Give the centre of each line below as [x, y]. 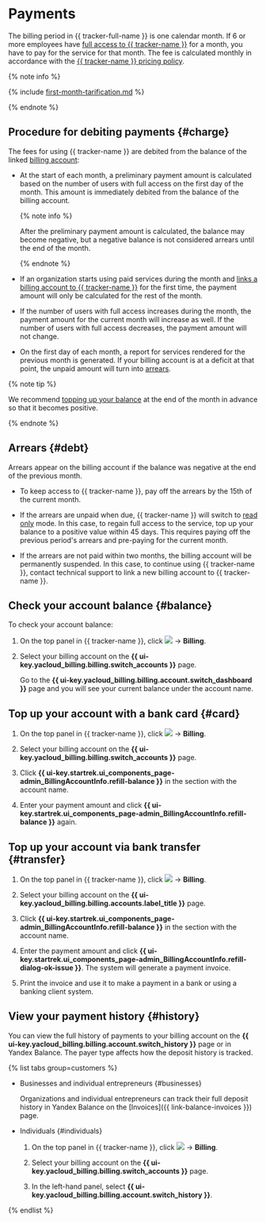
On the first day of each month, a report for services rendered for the [132, 352]
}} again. [63, 822]
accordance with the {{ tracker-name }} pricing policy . [96, 61]
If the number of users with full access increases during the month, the [135, 311]
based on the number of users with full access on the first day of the [131, 183]
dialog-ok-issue [46, 968]
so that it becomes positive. [53, 407]
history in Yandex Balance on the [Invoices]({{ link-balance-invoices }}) [135, 1107]
